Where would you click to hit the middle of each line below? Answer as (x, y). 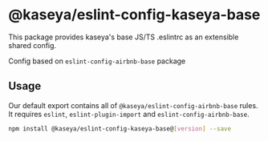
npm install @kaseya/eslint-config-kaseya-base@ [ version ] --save (120, 129)
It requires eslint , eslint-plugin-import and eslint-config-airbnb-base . (129, 114)
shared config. (32, 45)
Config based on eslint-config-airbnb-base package (97, 61)
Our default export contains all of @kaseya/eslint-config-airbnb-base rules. (133, 105)
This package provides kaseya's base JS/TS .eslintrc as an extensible (124, 37)
